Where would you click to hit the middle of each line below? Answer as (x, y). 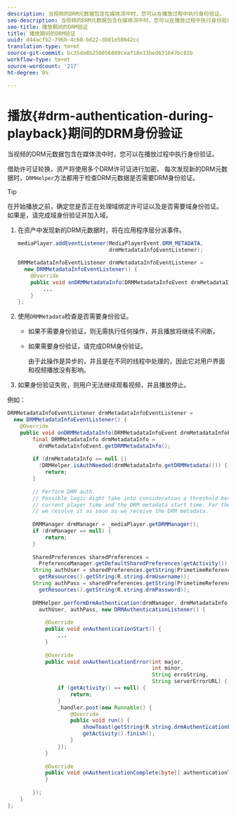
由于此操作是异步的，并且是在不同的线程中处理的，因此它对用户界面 (126, 361)
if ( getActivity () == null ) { (101, 688)
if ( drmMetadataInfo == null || (80, 459)
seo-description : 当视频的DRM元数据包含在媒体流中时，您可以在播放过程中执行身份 (115, 20)
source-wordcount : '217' (44, 66)
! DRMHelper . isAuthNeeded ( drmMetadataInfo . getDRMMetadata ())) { (133, 466)
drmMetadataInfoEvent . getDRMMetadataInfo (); (105, 446)
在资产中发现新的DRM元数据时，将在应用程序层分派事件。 (101, 230)
